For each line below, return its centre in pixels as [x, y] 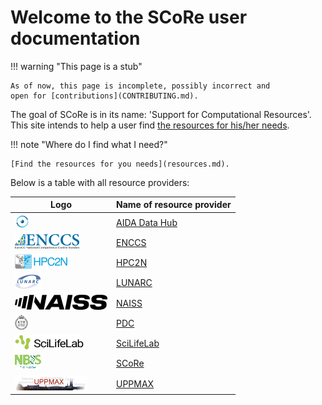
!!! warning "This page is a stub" [76, 66]
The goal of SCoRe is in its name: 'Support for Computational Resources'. [161, 114]
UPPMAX [135, 383]
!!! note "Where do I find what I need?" [89, 144]
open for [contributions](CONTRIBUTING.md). [104, 96]
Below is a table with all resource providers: [100, 182]
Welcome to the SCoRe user [129, 17]
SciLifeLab [138, 343]
